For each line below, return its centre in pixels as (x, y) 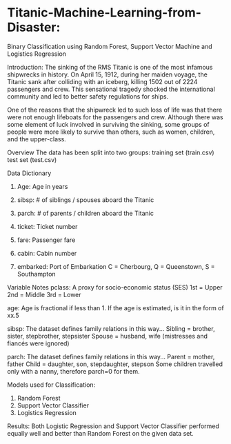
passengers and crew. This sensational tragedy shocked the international (111, 89)
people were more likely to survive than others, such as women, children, (111, 132)
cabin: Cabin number (47, 253)
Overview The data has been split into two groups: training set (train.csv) (111, 152)
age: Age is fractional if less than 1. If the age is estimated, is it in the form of (115, 307)
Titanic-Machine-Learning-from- (104, 13)
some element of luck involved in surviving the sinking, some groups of (108, 124)
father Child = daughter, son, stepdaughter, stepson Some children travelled (115, 364)
